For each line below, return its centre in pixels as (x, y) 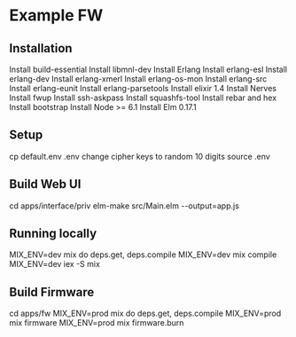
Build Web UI (45, 184)
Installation (41, 48)
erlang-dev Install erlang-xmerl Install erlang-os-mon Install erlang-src (138, 79)
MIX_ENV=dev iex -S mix (55, 264)
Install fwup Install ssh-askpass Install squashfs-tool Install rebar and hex (143, 98)
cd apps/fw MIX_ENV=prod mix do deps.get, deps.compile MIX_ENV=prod (145, 313)
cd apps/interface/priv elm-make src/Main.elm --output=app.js (124, 206)
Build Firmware (52, 292)
